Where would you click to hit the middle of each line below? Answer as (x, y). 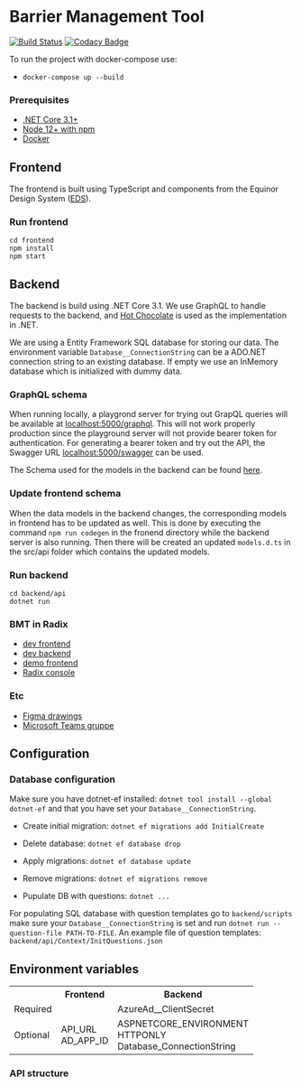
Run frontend (39, 221)
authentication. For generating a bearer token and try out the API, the (137, 443)
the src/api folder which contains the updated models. (109, 552)
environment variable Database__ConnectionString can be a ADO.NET (138, 352)
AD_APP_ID (85, 1041)
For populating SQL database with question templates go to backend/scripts (151, 914)
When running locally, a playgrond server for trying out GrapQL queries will (149, 414)
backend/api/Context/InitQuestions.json (87, 942)
